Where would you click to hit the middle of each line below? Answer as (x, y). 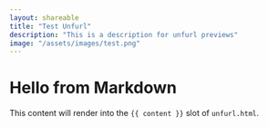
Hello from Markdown (93, 88)
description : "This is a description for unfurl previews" (124, 34)
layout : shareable (44, 18)
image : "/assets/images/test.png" (75, 43)
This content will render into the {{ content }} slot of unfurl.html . (134, 113)
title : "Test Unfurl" (51, 26)
